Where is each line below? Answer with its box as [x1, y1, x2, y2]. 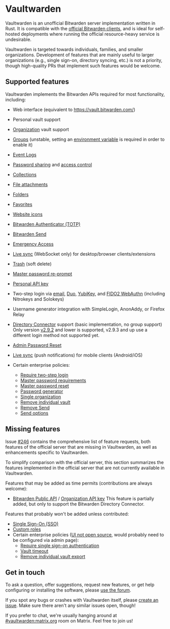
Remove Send [20, 404, 50, 410]
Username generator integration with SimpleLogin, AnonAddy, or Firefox [12, 306, 165, 312]
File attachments [12, 181, 48, 187]
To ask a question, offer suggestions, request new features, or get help [5, 582, 155, 588]
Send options [20, 410, 48, 416]
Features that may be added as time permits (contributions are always [5, 480, 153, 486]
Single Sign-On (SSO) [12, 520, 59, 527]
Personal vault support [12, 116, 61, 122]
